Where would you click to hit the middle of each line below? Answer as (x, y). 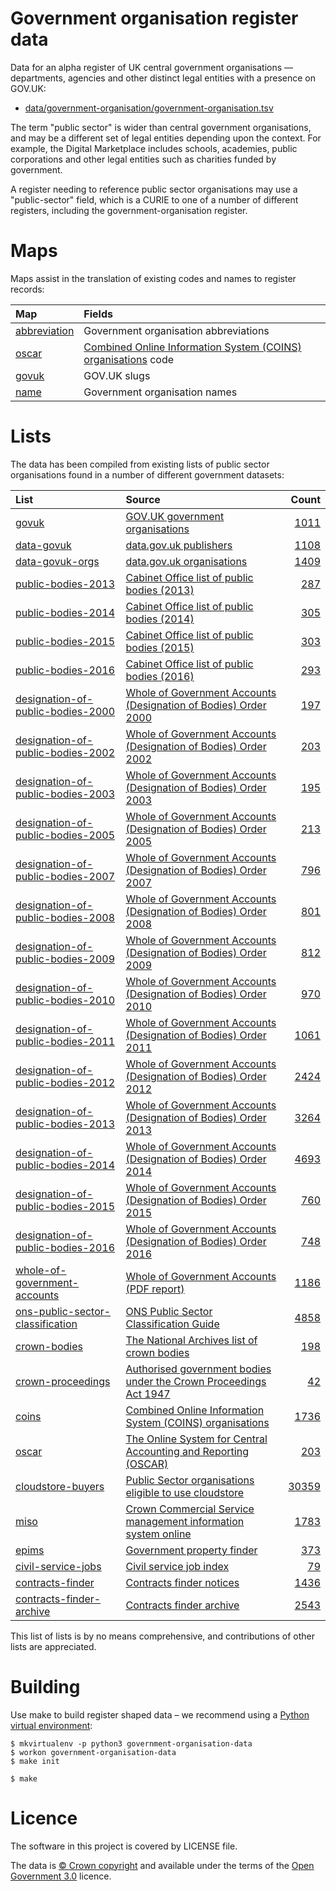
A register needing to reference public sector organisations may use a (154, 189)
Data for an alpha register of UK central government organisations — (152, 67)
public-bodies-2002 (65, 752)
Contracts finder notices (182, 1582)
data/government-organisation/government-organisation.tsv (149, 108)
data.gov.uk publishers (179, 545)
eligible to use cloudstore (185, 1492)
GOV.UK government (175, 516)
